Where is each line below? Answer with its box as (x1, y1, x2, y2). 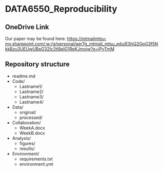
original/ (19, 109, 37, 115)
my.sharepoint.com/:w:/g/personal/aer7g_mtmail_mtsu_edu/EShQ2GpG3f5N (5, 41, 159, 47)
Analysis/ (12, 135, 31, 141)
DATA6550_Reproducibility (5, 3, 118, 15)
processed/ (19, 115, 43, 120)
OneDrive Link (5, 23, 49, 31)
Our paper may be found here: (5, 36, 66, 41)
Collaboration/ (12, 119, 41, 125)
